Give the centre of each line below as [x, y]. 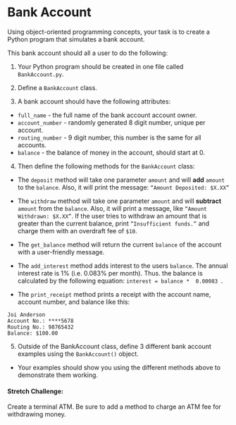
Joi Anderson [26, 314]
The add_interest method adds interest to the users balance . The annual [123, 266]
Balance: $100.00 [33, 333]
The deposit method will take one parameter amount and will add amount [121, 180]
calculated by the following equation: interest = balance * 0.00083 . [120, 281]
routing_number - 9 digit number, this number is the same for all [109, 137]
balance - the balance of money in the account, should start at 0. [111, 152]
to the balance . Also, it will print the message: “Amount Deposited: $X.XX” [123, 187]
